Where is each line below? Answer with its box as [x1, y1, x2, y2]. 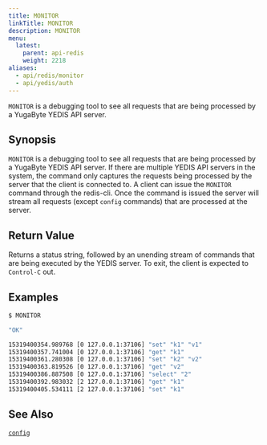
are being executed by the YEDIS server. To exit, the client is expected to [8, 259, 249, 268]
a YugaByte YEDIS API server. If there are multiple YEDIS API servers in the [8, 162, 256, 173]
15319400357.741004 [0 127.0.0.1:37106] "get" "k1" [8, 348, 184, 356]
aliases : [8, 64, 38, 72]
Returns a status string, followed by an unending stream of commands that [8, 250, 255, 259]
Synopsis [8, 133, 56, 146]
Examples [8, 290, 59, 304]
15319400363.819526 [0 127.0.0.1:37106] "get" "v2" [8, 363, 184, 371]
